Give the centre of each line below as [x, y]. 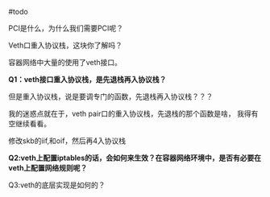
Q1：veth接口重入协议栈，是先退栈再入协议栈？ [87, 79]
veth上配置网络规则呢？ [48, 168]
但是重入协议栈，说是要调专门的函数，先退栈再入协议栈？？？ [111, 96]
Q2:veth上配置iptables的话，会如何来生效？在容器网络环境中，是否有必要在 [135, 158]
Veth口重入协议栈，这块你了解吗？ [65, 45]
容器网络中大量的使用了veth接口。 [65, 62]
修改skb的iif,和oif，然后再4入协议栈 [67, 141]
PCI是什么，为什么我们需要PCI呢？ [66, 28]
